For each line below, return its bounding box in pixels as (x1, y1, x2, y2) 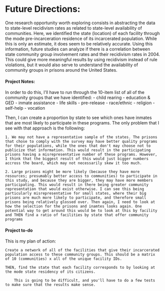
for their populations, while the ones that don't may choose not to (5, 143, 151, 149)
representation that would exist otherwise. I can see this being (5, 187, 144, 192)
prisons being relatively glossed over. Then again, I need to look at (5, 200, 155, 205)
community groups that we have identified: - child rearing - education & (5, 95, 151, 101)
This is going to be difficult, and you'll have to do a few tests (14, 278, 155, 283)
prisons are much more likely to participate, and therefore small (5, 195, 147, 201)
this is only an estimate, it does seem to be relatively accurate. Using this (5, 41, 153, 46)
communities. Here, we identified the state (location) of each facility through (5, 30, 160, 36)
